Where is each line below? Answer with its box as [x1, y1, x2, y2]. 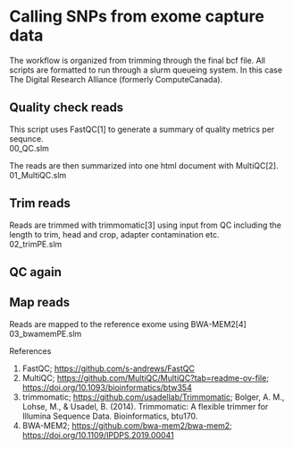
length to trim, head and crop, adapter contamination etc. [9, 229, 221, 239]
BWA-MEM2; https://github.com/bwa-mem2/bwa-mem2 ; [21, 419, 232, 431]
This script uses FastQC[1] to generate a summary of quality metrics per [9, 124, 275, 134]
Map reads [9, 295, 70, 310]
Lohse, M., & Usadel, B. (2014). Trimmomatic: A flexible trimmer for [21, 401, 269, 411]
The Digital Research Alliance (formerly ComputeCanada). [9, 73, 223, 84]
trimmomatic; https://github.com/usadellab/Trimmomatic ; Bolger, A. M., [21, 392, 285, 402]
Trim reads [9, 195, 71, 212]
